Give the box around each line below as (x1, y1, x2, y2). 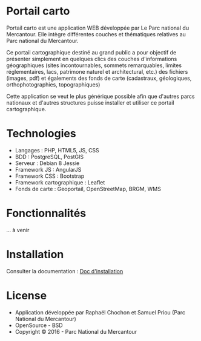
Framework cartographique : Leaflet (15, 178, 105, 186)
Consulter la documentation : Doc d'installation (6, 267, 124, 274)
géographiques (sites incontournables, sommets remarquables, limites (6, 62, 182, 69)
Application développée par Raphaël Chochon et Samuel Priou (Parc (15, 308, 186, 316)
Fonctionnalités (6, 207, 87, 220)
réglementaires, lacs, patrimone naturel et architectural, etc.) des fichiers (6, 68, 188, 75)
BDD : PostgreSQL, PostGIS (15, 153, 84, 160)
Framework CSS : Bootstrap (15, 172, 85, 180)
